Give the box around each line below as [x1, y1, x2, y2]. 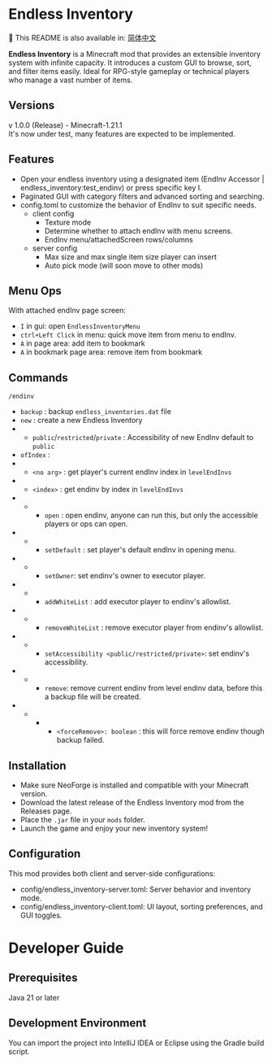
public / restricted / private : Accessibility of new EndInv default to [32, 433, 254, 443]
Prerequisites [8, 971, 78, 985]
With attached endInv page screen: [8, 306, 126, 316]
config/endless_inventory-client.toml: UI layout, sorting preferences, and [19, 901, 264, 911]
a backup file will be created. [44, 692, 141, 702]
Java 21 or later [8, 992, 60, 1002]
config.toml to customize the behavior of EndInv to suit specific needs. [19, 200, 257, 210]
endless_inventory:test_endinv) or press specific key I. [19, 182, 203, 192]
